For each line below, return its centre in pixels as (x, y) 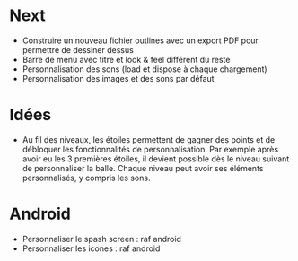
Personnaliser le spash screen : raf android (102, 239)
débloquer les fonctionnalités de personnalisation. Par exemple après (150, 149)
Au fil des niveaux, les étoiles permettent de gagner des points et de (149, 139)
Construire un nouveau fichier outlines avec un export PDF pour (140, 40)
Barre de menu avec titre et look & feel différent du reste (126, 59)
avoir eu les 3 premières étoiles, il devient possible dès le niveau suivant (156, 159)
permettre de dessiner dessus (78, 49)
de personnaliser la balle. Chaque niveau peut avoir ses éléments (143, 168)
